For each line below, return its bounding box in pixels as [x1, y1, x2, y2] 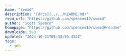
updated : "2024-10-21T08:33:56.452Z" [5, 35, 82, 39]
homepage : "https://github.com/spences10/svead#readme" [5, 25, 122, 30]
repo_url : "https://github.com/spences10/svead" [5, 16, 106, 21]
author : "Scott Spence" [5, 20, 54, 26]
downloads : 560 [5, 30, 36, 35]
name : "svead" [5, 7, 34, 12]
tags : [5, 39, 16, 44]
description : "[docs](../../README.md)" [5, 12, 89, 17]
